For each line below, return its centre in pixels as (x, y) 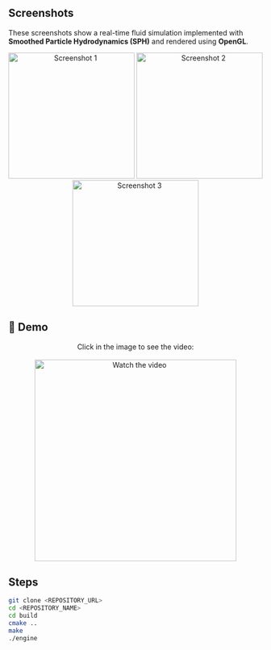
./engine (23, 638)
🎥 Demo (28, 327)
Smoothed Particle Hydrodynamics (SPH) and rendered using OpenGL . (128, 41)
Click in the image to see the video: (135, 347)
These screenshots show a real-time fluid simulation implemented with (126, 32)
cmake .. (23, 623)
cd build (23, 616)
